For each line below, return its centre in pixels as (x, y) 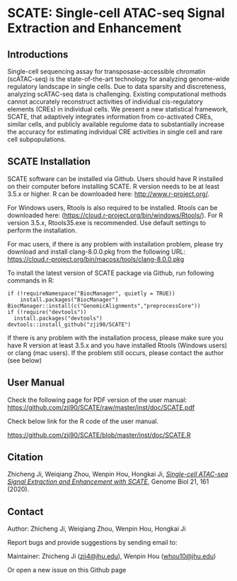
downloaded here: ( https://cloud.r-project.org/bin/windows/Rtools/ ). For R (115, 215)
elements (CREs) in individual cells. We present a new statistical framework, (118, 109)
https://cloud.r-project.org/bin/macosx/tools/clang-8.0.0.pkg (96, 259)
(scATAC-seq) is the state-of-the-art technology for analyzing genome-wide (118, 79)
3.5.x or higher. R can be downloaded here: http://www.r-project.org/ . (109, 194)
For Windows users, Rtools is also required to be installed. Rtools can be (112, 207)
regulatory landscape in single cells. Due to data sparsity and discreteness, (117, 86)
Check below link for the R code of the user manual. (83, 421)
